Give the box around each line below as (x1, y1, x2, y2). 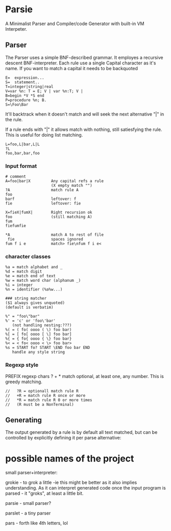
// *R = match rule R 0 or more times (5, 397, 93, 403)
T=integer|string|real (5, 84, 54, 89)
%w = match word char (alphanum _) (5, 278, 81, 283)
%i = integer (5, 282, 33, 287)
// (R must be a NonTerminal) (5, 402, 74, 407)
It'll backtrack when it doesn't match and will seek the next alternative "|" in (5, 111, 164, 117)
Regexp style (5, 362, 39, 369)
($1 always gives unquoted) (5, 300, 65, 305)
